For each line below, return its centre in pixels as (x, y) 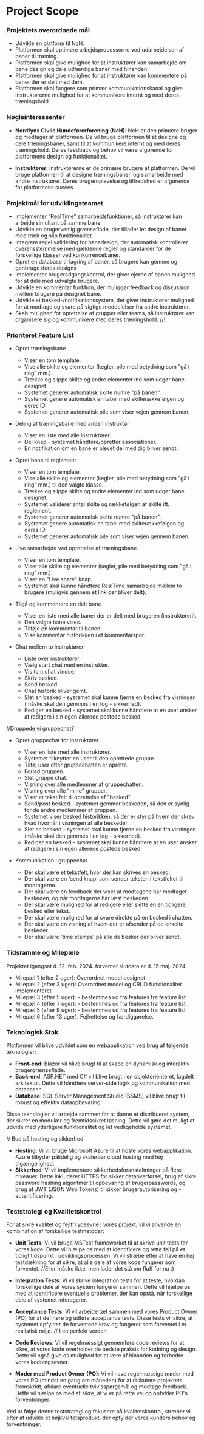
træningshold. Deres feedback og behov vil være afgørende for (94, 149)
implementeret (33, 991)
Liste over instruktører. (52, 659)
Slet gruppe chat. (46, 778)
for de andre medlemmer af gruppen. (70, 810)
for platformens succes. (45, 187)
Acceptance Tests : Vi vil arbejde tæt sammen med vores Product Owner (106, 1312)
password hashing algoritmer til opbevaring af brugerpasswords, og (100, 1183)
